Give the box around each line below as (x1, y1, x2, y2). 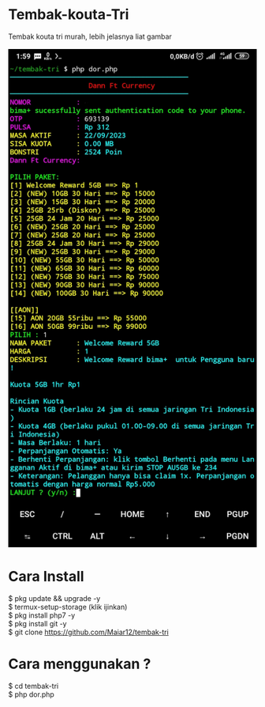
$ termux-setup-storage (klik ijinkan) (8, 602, 128, 611)
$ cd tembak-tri (8, 681, 59, 690)
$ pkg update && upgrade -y (8, 593, 101, 603)
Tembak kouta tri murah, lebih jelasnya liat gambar (8, 32, 172, 41)
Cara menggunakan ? (8, 655, 151, 673)
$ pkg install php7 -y (8, 611, 76, 620)
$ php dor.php (8, 690, 55, 699)
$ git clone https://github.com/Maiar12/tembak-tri (8, 627, 170, 637)
